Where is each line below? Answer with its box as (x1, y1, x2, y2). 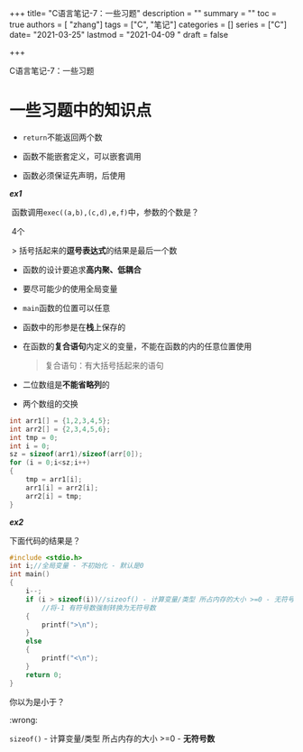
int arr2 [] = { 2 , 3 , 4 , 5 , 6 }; (9, 425, 111, 434)
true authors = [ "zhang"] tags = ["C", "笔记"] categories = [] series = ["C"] (9, 19, 287, 30)
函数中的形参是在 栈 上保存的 (22, 321, 126, 332)
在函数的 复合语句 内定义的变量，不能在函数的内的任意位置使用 (22, 341, 252, 352)
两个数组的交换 (22, 398, 78, 408)
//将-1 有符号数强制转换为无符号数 (41, 603, 156, 612)
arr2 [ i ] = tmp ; (25, 491, 83, 500)
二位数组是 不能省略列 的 (22, 379, 110, 390)
